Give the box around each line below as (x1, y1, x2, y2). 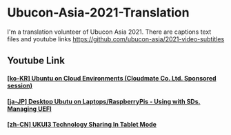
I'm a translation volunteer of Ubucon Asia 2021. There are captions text (7, 28, 212, 36)
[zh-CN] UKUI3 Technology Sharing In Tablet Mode (7, 121, 157, 129)
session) (7, 81, 33, 90)
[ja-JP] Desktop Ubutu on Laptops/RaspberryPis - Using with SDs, (7, 97, 201, 105)
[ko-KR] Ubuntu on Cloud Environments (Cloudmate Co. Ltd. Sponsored (7, 74, 217, 82)
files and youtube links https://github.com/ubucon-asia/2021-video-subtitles (7, 34, 225, 43)
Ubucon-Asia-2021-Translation (7, 5, 190, 21)
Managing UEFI (7, 105, 52, 113)
